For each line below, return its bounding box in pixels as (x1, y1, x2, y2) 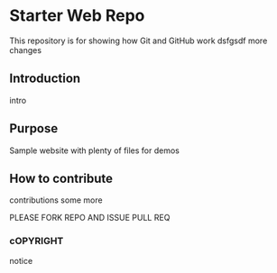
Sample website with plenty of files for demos (9, 145, 180, 156)
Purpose (9, 121, 59, 136)
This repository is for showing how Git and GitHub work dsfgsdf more (9, 35, 268, 46)
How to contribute (9, 170, 114, 186)
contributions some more (9, 195, 103, 205)
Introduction (9, 71, 81, 86)
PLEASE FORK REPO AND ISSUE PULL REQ (9, 213, 171, 223)
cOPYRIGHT (9, 235, 64, 248)
